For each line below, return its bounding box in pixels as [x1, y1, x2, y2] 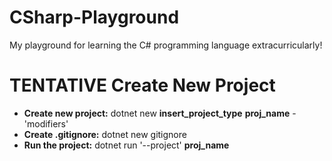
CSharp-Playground [9, 6, 180, 29]
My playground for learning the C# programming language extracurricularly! [9, 39, 323, 51]
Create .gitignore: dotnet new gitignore [23, 128, 187, 140]
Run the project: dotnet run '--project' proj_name [23, 139, 230, 151]
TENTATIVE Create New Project [9, 74, 276, 97]
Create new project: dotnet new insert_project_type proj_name [23, 107, 291, 119]
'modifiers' [23, 117, 69, 130]
